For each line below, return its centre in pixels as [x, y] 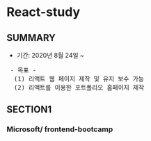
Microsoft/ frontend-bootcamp [60, 129]
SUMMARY [31, 38]
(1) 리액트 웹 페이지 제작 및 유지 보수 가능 [79, 79]
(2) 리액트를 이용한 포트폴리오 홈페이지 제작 [79, 88]
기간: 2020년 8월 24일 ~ [50, 55]
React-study [43, 12]
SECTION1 [29, 109]
